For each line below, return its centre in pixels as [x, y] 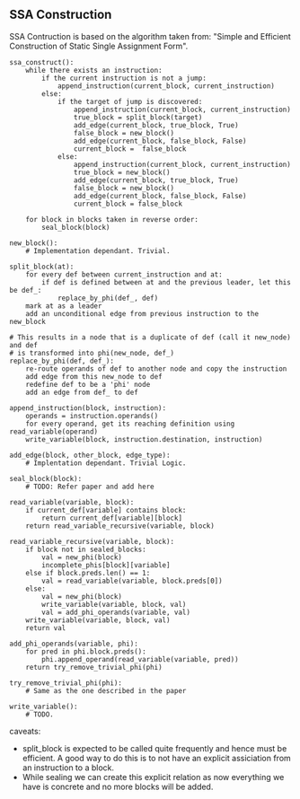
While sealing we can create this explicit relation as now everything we [153, 777]
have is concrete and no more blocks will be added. [118, 786]
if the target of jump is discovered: [130, 101]
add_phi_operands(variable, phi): [74, 644]
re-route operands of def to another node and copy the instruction [156, 369]
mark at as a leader [64, 306]
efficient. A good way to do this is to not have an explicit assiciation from [157, 758]
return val [46, 628]
